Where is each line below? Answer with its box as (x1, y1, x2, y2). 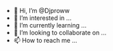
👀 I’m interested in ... (13, 14, 72, 22)
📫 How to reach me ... (13, 37, 77, 44)
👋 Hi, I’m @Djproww (13, 7, 70, 14)
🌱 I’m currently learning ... (13, 21, 87, 29)
